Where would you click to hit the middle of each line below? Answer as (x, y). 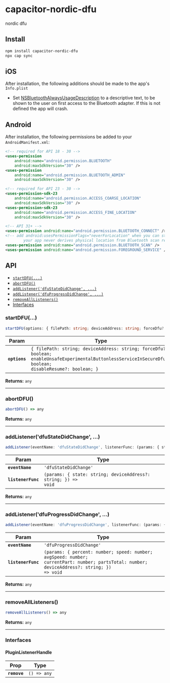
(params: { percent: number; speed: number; (98, 552)
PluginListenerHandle (29, 652)
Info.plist (17, 89)
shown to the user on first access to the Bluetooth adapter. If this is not (87, 103)
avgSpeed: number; (66, 557)
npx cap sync (19, 56)
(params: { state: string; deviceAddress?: (97, 474)
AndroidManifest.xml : (28, 142)
